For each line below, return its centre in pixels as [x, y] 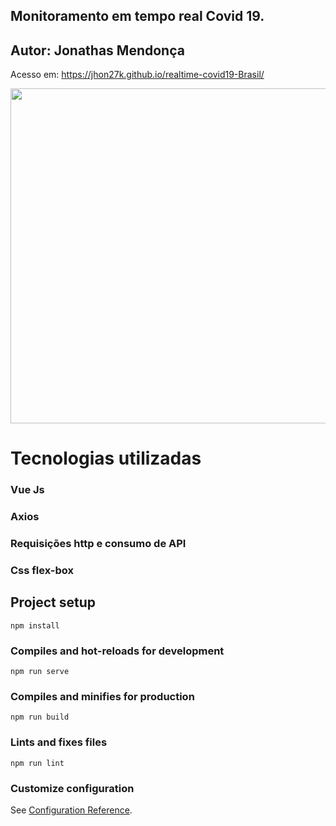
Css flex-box [42, 571]
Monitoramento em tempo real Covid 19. [137, 16]
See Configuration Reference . [71, 810]
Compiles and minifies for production [102, 697]
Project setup [53, 602]
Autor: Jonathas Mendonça [97, 50]
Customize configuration [72, 788]
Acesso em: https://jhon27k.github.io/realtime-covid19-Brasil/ [137, 75]
